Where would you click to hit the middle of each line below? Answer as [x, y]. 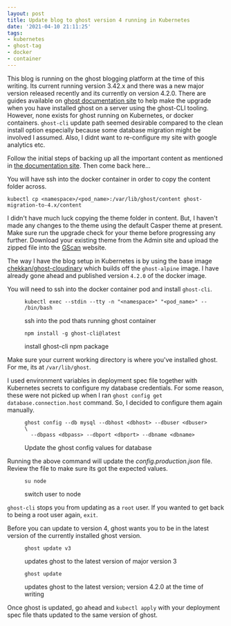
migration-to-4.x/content [44, 205]
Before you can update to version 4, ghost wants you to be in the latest [108, 528]
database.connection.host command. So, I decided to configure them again [115, 402]
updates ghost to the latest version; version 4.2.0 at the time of [114, 586]
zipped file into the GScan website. [57, 247]
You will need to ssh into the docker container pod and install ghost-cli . [110, 289]
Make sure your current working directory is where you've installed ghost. [112, 359]
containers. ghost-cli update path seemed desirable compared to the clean [115, 123]
